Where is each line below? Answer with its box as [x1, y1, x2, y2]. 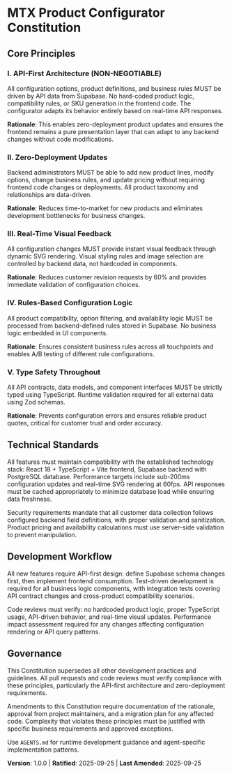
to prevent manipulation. [7, 530, 77, 539]
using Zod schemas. [7, 398, 65, 407]
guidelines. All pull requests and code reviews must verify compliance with [7, 673, 222, 682]
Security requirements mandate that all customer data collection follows [7, 508, 214, 516]
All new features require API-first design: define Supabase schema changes [7, 569, 225, 578]
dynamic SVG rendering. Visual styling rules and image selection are [7, 252, 204, 261]
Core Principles [7, 48, 76, 59]
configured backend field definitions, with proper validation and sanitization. [7, 516, 226, 524]
